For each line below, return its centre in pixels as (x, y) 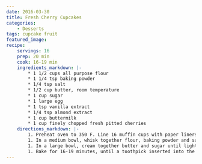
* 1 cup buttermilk (52, 118)
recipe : (16, 46)
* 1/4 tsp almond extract (60, 112)
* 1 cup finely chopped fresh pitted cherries (87, 124)
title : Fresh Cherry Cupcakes (44, 17)
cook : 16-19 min (38, 62)
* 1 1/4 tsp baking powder (62, 79)
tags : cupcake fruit (32, 34)
